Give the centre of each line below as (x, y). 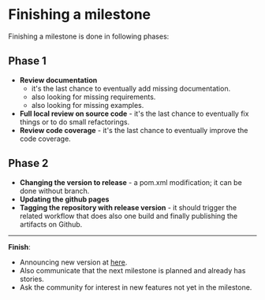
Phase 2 (28, 163)
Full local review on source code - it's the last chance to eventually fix (134, 113)
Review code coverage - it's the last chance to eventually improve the (134, 130)
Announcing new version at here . (73, 262)
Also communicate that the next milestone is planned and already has (132, 270)
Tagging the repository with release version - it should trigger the (128, 207)
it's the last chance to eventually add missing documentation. (131, 88)
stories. (32, 279)
